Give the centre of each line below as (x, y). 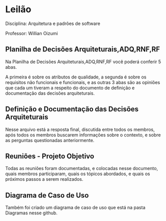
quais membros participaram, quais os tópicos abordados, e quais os (78, 174)
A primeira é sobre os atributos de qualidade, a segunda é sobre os (76, 77)
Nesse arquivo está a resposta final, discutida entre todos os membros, (80, 129)
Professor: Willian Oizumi (32, 33)
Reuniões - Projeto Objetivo (50, 156)
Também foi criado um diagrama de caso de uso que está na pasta (75, 208)
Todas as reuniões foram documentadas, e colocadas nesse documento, (82, 169)
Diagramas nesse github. (31, 213)
